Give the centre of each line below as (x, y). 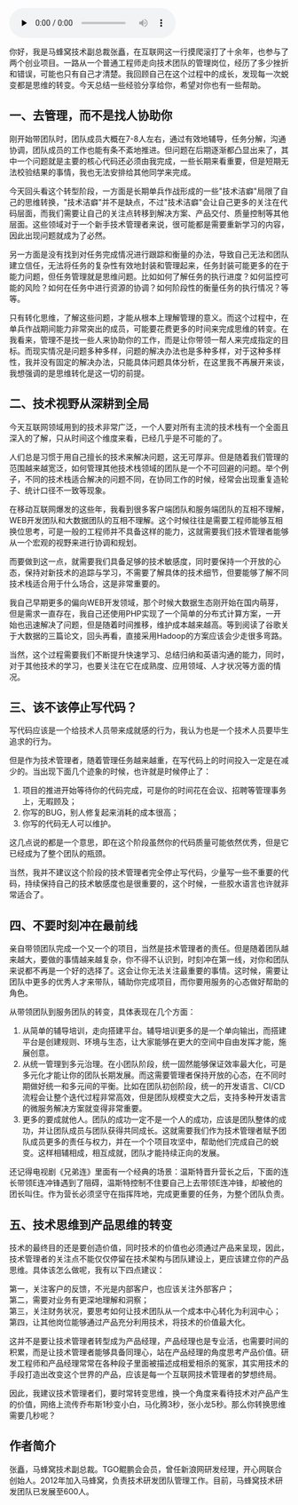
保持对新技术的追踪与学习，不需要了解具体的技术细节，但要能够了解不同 (157, 572)
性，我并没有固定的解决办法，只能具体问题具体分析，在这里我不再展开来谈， (149, 362)
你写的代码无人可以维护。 (69, 824)
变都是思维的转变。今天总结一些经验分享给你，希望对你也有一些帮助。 (137, 85)
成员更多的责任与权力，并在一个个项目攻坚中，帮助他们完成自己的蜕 (154, 1142)
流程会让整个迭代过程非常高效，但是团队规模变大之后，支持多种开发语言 (154, 1097)
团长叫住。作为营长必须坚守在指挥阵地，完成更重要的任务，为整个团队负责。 (149, 1194)
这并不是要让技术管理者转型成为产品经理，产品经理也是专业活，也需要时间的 (149, 1342)
